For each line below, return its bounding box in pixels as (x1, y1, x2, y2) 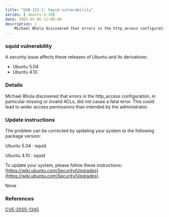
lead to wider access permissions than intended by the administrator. (5, 103, 148, 110)
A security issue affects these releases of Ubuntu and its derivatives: (5, 54, 148, 60)
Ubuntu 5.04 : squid (5, 143, 46, 149)
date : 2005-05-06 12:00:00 (5, 17, 62, 22)
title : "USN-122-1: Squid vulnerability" (5, 7, 94, 13)
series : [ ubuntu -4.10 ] (5, 12, 55, 17)
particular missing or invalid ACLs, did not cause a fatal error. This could (5, 98, 155, 104)
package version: (5, 133, 41, 139)
